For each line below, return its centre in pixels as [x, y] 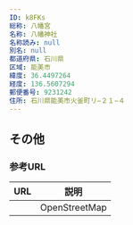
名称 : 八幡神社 [33, 34]
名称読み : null [35, 42]
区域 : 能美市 [30, 68]
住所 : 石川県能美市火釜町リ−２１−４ [67, 100]
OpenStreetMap [73, 208]
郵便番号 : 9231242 [41, 92]
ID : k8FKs [28, 17]
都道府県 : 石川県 [37, 59]
